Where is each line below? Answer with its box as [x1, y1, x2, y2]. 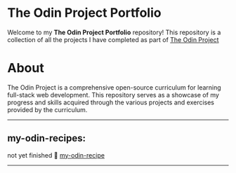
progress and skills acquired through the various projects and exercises [7, 98, 214, 106]
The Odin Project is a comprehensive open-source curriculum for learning [7, 83, 221, 92]
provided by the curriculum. [7, 105, 88, 113]
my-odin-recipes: [7, 132, 86, 144]
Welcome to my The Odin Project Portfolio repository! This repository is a [7, 28, 221, 36]
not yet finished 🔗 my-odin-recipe [7, 151, 105, 159]
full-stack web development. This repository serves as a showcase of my [7, 90, 220, 99]
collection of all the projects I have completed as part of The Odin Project [7, 35, 219, 43]
